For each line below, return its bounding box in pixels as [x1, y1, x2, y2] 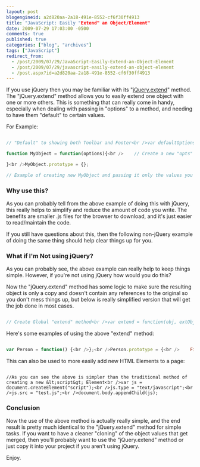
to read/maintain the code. [6, 219, 71, 226]
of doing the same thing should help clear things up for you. [6, 237, 153, 244]
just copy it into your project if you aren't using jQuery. [6, 443, 140, 450]
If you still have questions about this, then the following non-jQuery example [6, 231, 193, 238]
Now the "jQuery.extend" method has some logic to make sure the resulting [6, 283, 192, 290]
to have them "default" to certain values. [6, 112, 105, 119]
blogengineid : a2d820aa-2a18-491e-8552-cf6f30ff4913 [6, 14, 140, 20]
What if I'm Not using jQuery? [6, 251, 93, 260]
